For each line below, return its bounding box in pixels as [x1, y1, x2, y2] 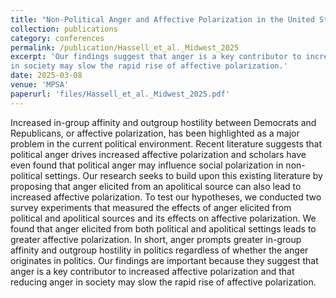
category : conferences [10, 33, 105, 43]
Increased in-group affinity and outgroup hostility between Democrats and [10, 116, 317, 128]
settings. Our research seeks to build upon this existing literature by [44, 169, 323, 181]
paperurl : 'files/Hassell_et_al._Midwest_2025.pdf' [10, 89, 230, 99]
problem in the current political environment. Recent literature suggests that [10, 137, 323, 150]
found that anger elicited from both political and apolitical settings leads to [10, 222, 317, 235]
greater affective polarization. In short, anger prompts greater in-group [10, 233, 302, 245]
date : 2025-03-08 [10, 71, 83, 81]
